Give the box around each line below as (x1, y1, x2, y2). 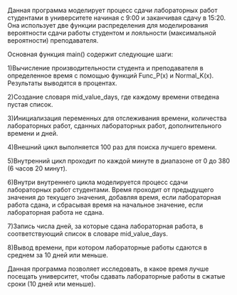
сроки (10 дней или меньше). (7, 280, 96, 288)
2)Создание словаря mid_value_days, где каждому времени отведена (7, 92, 219, 101)
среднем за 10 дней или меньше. (7, 251, 109, 259)
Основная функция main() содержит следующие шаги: (7, 50, 173, 58)
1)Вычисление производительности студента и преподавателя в (7, 64, 204, 72)
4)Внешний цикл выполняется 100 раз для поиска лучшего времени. (7, 143, 217, 151)
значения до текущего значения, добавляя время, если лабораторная (7, 193, 221, 201)
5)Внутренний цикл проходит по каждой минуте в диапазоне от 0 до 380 (7, 156, 230, 165)
